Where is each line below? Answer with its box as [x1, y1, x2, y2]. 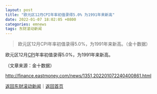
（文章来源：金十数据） [5, 62, 55, 69]
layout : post [5, 7, 33, 13]
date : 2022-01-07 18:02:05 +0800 [5, 17, 76, 22]
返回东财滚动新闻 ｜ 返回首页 [5, 83, 64, 89]
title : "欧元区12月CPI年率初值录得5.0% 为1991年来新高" [5, 12, 115, 17]
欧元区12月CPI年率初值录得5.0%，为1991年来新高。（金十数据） [17, 41, 150, 47]
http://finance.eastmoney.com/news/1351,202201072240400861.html [5, 73, 152, 79]
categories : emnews [5, 21, 47, 27]
